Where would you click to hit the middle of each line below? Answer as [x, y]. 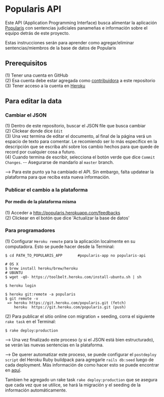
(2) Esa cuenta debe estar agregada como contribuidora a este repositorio [80, 80]
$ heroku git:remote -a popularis [41, 294]
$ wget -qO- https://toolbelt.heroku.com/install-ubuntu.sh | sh [73, 277]
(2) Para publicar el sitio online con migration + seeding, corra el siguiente [80, 316]
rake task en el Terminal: [31, 321]
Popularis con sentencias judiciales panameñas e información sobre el [76, 28]
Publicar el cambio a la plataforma [47, 190]
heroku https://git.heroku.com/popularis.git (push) [70, 307]
